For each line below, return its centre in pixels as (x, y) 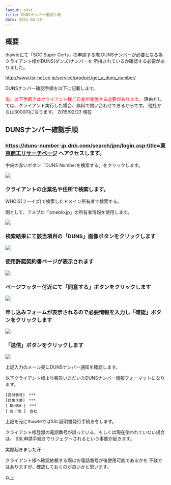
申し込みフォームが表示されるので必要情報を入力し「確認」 (78, 312)
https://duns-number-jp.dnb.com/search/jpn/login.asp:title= (83, 145)
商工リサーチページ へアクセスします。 (58, 153)
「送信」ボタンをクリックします (45, 345)
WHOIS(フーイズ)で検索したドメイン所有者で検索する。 (64, 201)
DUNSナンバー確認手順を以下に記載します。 (52, 88)
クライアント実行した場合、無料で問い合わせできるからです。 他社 (88, 106)
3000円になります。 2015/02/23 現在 (53, 112)
